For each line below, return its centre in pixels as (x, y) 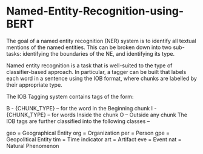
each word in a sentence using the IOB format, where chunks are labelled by (101, 78)
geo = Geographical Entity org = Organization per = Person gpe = (88, 133)
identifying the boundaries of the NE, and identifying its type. (98, 53)
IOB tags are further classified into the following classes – (78, 121)
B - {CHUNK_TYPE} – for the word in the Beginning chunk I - (82, 108)
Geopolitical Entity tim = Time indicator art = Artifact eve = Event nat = (94, 139)
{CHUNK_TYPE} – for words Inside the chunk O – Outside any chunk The (97, 115)
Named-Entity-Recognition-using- (95, 11)
